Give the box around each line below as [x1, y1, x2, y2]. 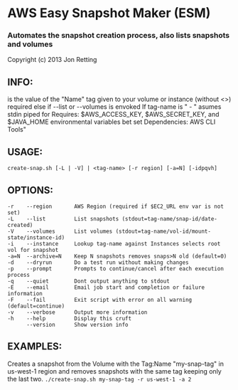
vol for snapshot [7, 246, 59, 253]
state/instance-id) [7, 233, 65, 241]
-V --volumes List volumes [7, 228, 113, 235]
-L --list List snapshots [7, 215, 119, 222]
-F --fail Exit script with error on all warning [7, 296, 193, 303]
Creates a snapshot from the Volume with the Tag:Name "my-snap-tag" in [7, 359, 224, 368]
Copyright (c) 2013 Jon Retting [7, 56, 97, 64]
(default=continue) [7, 302, 65, 310]
